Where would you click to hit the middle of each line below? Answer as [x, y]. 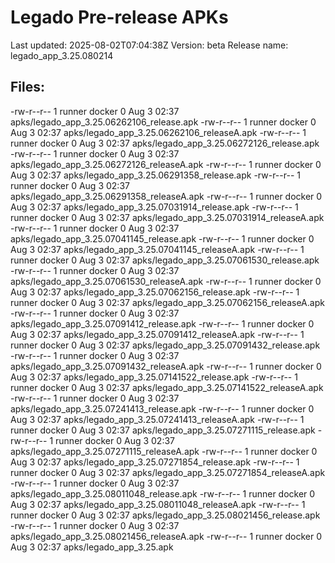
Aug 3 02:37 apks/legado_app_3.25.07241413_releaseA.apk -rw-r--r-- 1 [157, 419]
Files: [27, 87]
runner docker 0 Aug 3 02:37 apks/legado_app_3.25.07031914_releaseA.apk [167, 217]
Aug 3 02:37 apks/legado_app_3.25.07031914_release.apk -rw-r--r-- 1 [154, 207]
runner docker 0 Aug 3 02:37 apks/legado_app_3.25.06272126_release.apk [165, 143]
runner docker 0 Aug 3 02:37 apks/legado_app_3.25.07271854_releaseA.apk [168, 472]
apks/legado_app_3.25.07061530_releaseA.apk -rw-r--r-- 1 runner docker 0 [166, 281]
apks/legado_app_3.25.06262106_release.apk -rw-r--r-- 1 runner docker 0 [163, 122]
